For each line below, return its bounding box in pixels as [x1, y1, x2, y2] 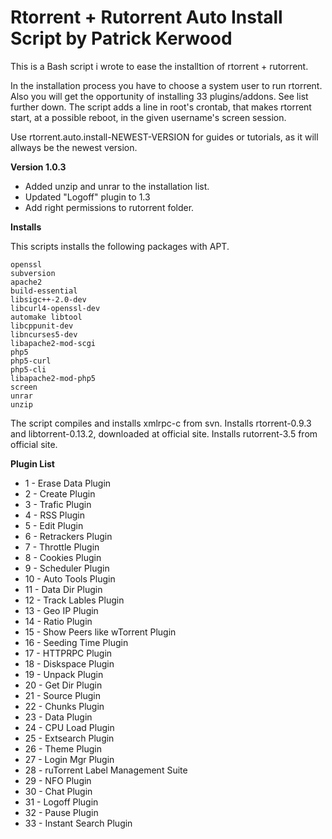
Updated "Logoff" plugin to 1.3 [24, 191, 151, 203]
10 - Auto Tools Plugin [24, 572, 116, 585]
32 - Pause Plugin [24, 806, 99, 818]
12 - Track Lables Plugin [24, 594, 125, 606]
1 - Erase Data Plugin [24, 477, 112, 489]
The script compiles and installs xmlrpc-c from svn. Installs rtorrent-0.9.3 [10, 417, 312, 429]
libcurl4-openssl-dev [10, 303, 101, 313]
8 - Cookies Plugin [24, 551, 102, 563]
